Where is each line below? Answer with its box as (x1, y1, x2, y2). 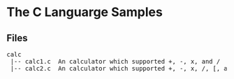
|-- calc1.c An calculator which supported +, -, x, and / (10, 57, 221, 65)
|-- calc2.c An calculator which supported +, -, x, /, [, (10, 64, 221, 72)
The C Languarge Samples (6, 4, 163, 20)
